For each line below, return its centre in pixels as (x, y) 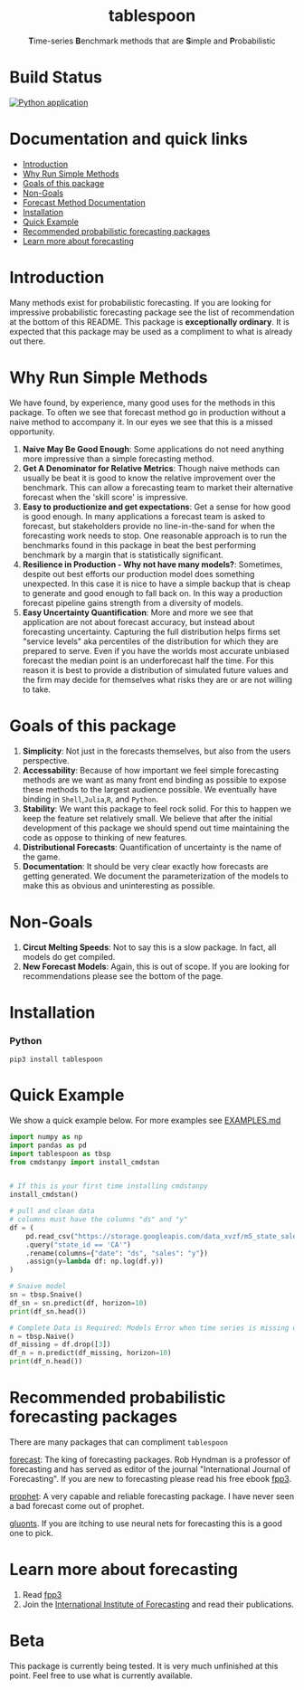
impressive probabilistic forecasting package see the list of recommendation (152, 312)
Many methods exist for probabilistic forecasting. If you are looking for (140, 302)
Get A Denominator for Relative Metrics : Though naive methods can (151, 468)
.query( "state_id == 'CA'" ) (78, 1245)
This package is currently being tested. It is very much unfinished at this (144, 1666)
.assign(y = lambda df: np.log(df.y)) (95, 1262)
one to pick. (32, 1533)
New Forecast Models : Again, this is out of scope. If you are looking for (156, 966)
